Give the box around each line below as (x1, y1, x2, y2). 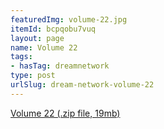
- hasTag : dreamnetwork (10, 61, 110, 71)
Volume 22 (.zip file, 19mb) (10, 107, 121, 119)
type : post (10, 71, 56, 81)
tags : (10, 52, 33, 62)
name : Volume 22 (10, 42, 78, 53)
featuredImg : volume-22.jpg (10, 14, 128, 25)
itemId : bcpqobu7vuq (10, 24, 97, 34)
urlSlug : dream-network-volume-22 (10, 80, 155, 90)
